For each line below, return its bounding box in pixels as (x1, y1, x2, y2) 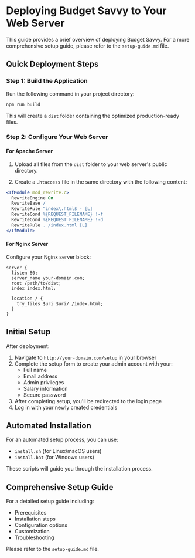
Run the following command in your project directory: (6, 90, 135, 97)
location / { (11, 295, 43, 302)
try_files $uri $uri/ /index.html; (16, 300, 104, 306)
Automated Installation (6, 421, 92, 431)
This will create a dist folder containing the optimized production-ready (6, 112, 180, 119)
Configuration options (14, 522, 67, 529)
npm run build (6, 102, 41, 107)
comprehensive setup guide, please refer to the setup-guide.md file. (6, 42, 169, 49)
